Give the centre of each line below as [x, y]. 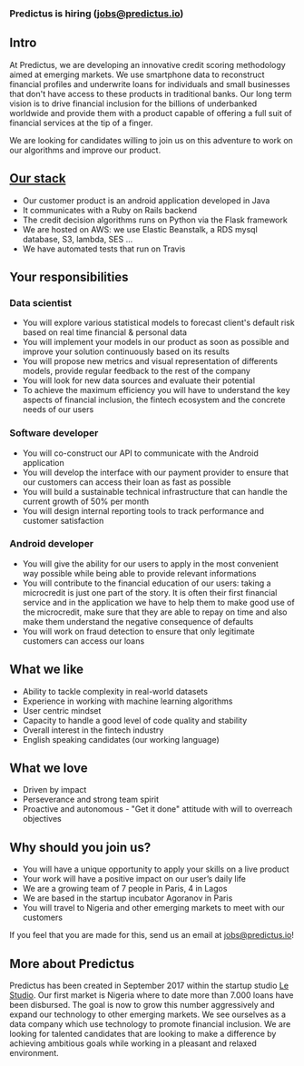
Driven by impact [54, 790]
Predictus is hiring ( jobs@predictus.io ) [97, 14]
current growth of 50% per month [86, 501]
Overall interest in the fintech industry [93, 730]
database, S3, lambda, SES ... [78, 239]
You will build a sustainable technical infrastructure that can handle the [155, 491]
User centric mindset [62, 710]
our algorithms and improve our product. [85, 150]
